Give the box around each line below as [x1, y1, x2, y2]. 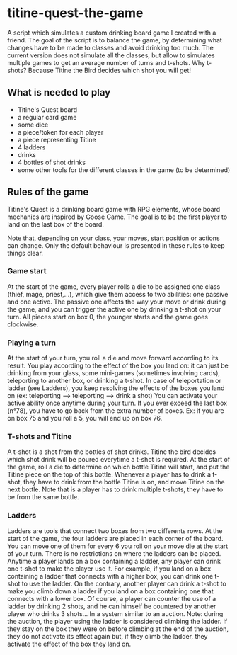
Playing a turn [7, 338, 57, 348]
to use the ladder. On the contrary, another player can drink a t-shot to [21, 579, 226, 588]
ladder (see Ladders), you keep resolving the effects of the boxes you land [7, 384, 225, 392]
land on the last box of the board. [7, 220, 105, 228]
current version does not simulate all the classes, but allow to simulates [7, 51, 215, 59]
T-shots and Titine [7, 432, 72, 442]
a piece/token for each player [17, 127, 104, 136]
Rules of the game [7, 186, 89, 198]
